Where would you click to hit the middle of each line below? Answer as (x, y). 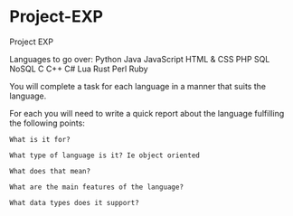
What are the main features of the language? (96, 187)
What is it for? (40, 139)
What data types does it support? (75, 202)
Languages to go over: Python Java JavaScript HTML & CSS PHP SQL (140, 59)
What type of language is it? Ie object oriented (105, 155)
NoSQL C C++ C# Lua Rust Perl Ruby (79, 69)
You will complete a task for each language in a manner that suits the (138, 86)
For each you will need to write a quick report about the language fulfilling (147, 113)
